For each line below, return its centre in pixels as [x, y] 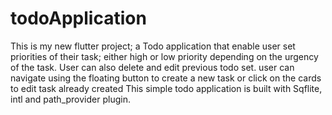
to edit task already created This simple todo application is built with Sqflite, [166, 88]
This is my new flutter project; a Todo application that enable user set [153, 46]
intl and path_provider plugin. [70, 99]
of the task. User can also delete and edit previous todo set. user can [152, 67]
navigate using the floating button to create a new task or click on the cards [166, 78]
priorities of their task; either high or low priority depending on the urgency [164, 56]
